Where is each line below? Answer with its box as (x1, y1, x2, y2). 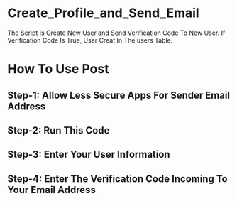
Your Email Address (7, 183, 96, 196)
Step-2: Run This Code (7, 124, 110, 136)
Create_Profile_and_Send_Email (7, 5, 200, 21)
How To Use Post (7, 61, 109, 77)
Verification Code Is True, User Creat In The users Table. (7, 36, 173, 44)
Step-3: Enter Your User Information (7, 148, 170, 161)
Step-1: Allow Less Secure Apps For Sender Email (7, 89, 231, 101)
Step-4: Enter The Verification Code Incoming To (7, 173, 228, 185)
